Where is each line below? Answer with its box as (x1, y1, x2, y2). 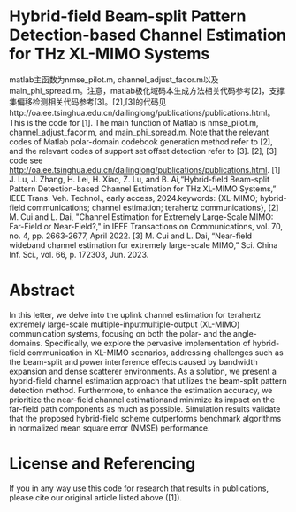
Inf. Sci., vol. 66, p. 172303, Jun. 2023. (9, 249, 149, 260)
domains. (9, 337, 43, 348)
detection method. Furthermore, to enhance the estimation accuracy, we (9, 384, 273, 395)
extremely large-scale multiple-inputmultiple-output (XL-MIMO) (9, 319, 240, 330)
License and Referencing (9, 454, 196, 474)
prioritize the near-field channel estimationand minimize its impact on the (9, 394, 276, 405)
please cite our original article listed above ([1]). (9, 492, 183, 502)
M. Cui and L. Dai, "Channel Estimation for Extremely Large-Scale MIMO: (9, 211, 274, 222)
